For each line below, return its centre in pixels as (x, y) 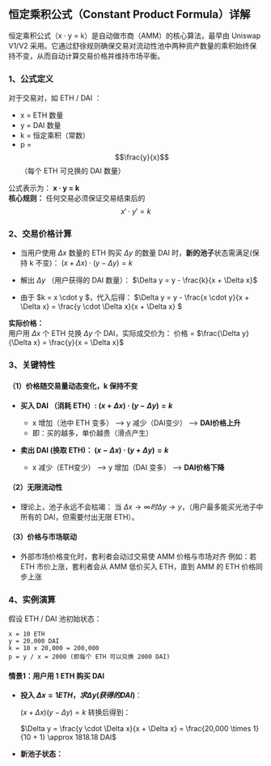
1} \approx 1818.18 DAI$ (78, 737)
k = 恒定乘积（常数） (55, 135)
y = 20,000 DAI (34, 641)
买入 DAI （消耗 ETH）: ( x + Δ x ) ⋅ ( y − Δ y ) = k (96, 405)
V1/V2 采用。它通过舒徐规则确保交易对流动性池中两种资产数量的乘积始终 (129, 45)
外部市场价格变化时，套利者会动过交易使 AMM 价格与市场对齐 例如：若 (138, 556)
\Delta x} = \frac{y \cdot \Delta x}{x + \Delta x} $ (101, 307)
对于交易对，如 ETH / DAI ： (55, 98)
